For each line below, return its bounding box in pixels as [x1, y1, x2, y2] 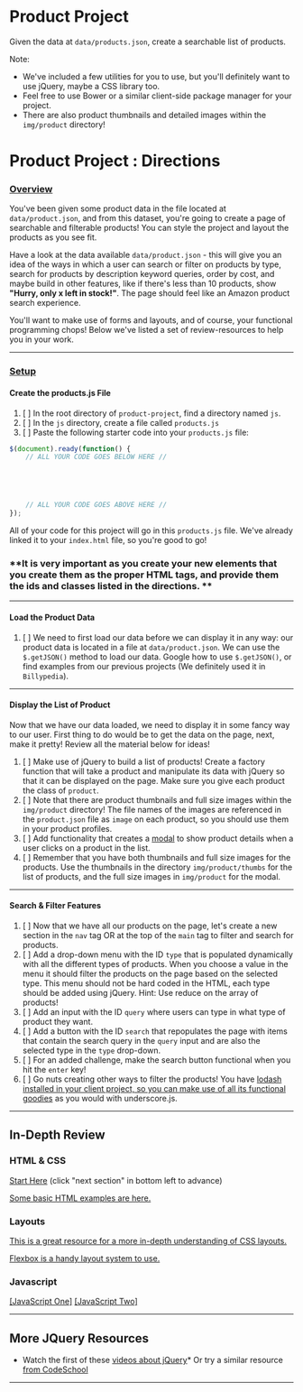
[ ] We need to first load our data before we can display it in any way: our [22, 631, 294, 642]
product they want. [22, 1016, 93, 1027]
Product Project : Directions [9, 151, 221, 171]
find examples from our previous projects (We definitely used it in [22, 660, 266, 671]
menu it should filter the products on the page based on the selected [22, 968, 278, 979]
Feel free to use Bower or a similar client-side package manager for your [22, 90, 292, 101]
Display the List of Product [9, 699, 111, 710]
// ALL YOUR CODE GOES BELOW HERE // [25, 453, 168, 462]
